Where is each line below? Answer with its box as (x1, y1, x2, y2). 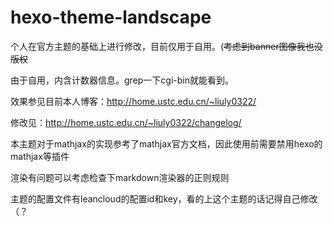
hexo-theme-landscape (10, 6, 212, 29)
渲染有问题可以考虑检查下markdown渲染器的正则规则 (10, 171, 230, 183)
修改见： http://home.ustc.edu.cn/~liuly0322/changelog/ (10, 116, 242, 128)
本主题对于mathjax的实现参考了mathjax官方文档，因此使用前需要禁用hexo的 (10, 137, 323, 150)
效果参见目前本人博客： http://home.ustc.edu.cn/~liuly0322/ (10, 95, 257, 107)
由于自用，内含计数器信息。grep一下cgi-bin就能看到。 (10, 74, 235, 86)
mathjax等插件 (10, 150, 70, 162)
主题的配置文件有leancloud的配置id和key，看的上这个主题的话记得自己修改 (10, 192, 318, 205)
